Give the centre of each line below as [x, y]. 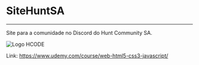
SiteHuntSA [36, 11]
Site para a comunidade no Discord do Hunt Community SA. [79, 32]
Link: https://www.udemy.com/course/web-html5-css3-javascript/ [87, 56]
